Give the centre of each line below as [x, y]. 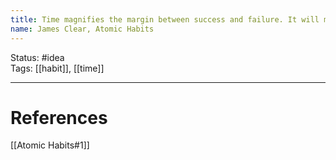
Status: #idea [37, 57]
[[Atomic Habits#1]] [50, 145]
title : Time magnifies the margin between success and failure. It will [165, 19]
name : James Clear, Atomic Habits [82, 29]
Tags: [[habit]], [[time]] [57, 68]
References [59, 117]
